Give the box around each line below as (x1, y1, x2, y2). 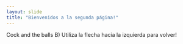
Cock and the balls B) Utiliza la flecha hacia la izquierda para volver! (6, 31, 177, 38)
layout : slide (6, 8, 43, 15)
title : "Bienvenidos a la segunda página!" (6, 14, 119, 20)
